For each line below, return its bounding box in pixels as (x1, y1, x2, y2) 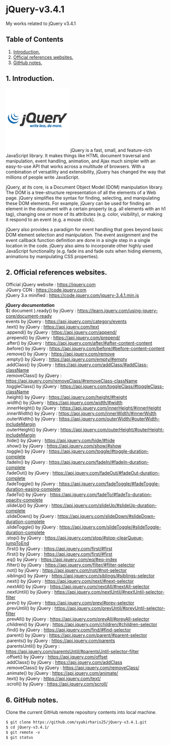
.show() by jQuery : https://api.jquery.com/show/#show (6, 443, 122, 449)
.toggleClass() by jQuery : (6, 383, 59, 390)
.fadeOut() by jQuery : (6, 470, 52, 476)
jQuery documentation (6, 302, 55, 309)
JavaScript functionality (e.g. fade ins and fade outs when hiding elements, (6, 248, 163, 254)
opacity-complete (6, 497, 43, 503)
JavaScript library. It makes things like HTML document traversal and (6, 152, 150, 158)
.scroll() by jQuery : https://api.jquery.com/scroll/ (6, 681, 108, 687)
